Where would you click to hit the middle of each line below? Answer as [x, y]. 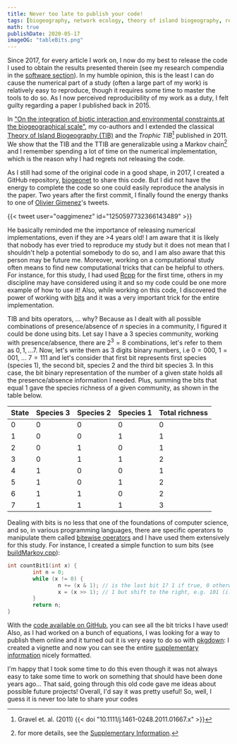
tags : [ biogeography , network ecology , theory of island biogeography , [115, 21]
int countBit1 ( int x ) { [42, 566]
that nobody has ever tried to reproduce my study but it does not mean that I [119, 245]
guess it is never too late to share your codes [73, 699]
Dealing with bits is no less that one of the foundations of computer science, [118, 523]
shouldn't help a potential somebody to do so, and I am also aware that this [116, 252]
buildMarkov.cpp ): [34, 553]
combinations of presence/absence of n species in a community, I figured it [117, 327]
